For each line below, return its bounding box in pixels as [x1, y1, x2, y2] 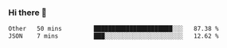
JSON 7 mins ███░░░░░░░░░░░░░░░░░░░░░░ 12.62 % [8, 32, 219, 40]
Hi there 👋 [8, 7, 48, 18]
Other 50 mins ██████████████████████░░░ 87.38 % [8, 25, 219, 33]
